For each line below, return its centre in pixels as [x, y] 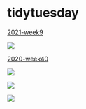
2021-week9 [25, 32]
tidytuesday [43, 13]
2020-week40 [28, 59]
